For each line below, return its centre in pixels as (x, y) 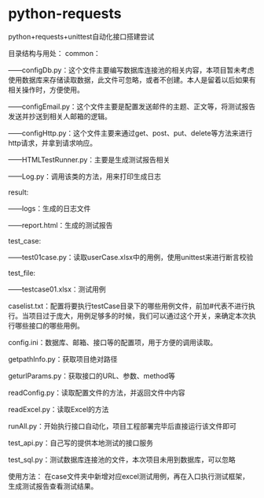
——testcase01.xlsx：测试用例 (57, 289)
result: (18, 192)
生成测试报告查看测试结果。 (53, 486)
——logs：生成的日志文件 (49, 208)
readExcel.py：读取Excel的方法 (59, 409)
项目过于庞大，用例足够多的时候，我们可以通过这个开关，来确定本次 (139, 315)
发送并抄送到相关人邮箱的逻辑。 (60, 116)
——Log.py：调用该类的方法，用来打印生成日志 (85, 176)
